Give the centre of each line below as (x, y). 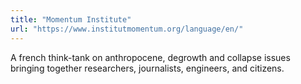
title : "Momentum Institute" (71, 19)
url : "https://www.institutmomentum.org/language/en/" (127, 29)
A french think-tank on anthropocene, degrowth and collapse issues (150, 57)
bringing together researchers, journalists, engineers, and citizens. (147, 68)
